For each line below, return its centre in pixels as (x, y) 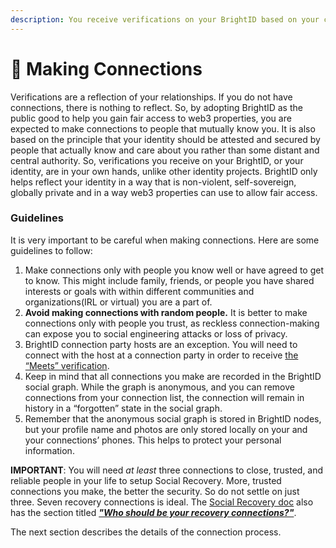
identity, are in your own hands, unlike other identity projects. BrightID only (164, 171)
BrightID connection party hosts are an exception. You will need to (161, 344)
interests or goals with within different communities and (139, 291)
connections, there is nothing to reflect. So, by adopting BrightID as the (156, 107)
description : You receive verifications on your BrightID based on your (165, 19)
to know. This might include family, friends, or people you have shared (169, 280)
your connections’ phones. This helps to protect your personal (153, 440)
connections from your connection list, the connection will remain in (164, 397)
